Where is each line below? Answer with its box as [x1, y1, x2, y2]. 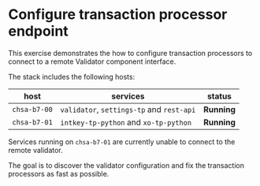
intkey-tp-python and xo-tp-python [60, 117, 191, 128]
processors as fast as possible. [8, 169, 110, 178]
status [207, 91, 232, 102]
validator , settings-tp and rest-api [60, 104, 196, 115]
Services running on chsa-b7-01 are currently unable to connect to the [8, 136, 236, 147]
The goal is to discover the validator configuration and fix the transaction [8, 160, 244, 170]
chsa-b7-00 [12, 105, 53, 113]
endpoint [8, 22, 69, 40]
